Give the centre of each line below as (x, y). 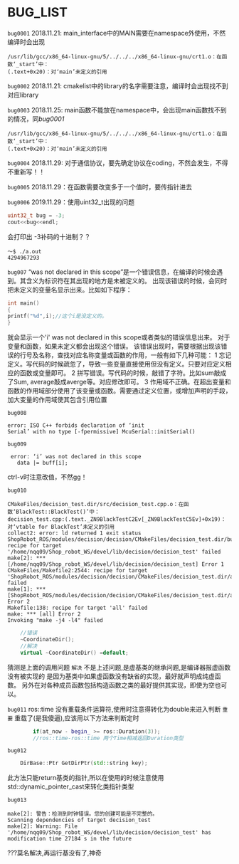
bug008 (17, 413)
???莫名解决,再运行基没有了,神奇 (54, 853)
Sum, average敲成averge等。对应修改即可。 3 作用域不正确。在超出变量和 (122, 382)
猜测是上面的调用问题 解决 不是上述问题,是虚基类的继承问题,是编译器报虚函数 (119, 667)
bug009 (17, 444)
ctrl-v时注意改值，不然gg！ (47, 477)
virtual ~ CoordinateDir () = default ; (75, 653)
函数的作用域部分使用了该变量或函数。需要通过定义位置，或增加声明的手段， (119, 391)
